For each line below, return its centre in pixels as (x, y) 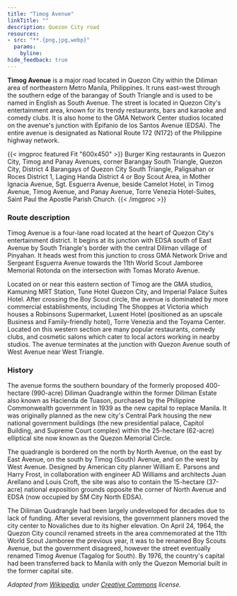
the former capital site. (40, 571)
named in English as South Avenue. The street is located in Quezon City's (114, 103)
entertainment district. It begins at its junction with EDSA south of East (110, 241)
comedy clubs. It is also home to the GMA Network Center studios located (116, 118)
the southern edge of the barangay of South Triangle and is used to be (110, 95)
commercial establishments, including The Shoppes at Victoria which (108, 307)
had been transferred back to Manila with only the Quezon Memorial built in (117, 563)
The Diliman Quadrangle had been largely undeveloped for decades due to (116, 511)
